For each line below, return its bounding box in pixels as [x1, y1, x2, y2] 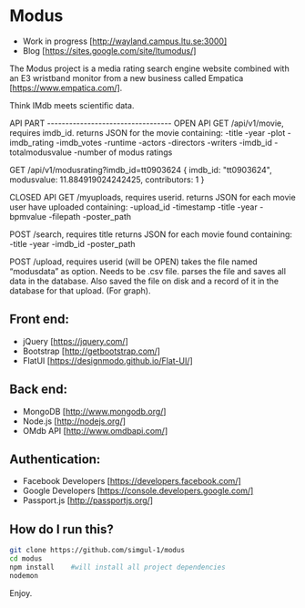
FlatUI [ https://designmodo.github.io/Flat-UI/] [22, 355, 193, 366]
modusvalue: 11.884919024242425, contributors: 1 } [9, 174, 205, 185]
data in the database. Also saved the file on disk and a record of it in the [9, 275, 280, 286]
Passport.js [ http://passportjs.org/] [22, 495, 153, 506]
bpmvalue [9, 211, 47, 222]
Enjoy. [9, 587, 33, 598]
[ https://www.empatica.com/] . [9, 82, 123, 93]
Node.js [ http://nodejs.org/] [22, 416, 126, 427]
